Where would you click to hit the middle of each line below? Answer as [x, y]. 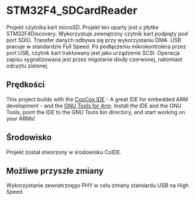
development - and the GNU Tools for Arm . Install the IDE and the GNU [94, 106]
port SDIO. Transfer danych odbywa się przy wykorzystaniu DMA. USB [94, 40]
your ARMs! [21, 118]
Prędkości [26, 85]
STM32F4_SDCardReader [72, 11]
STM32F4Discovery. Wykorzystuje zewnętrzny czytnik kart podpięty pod [97, 33]
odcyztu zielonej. [28, 65]
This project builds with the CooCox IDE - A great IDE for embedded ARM [97, 99]
